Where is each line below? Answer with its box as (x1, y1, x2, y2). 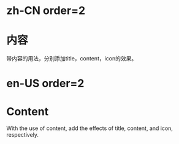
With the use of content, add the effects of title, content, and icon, (6, 124, 173, 132)
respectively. (6, 131, 39, 139)
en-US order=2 (6, 77, 85, 90)
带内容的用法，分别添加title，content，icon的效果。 (6, 55, 137, 62)
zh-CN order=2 (6, 4, 86, 18)
